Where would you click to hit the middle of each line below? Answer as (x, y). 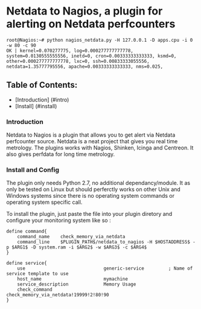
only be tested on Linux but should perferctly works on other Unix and (94, 189)
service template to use (37, 274)
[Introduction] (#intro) (42, 99)
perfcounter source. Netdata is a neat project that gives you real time (92, 141)
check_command (35, 290)
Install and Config (33, 169)
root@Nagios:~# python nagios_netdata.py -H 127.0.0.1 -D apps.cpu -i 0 (100, 40)
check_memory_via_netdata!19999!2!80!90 (58, 295)
